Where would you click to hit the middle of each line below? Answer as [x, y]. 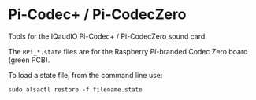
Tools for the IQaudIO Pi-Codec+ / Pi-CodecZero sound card [107, 36]
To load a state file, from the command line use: [85, 75]
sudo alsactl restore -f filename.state [76, 89]
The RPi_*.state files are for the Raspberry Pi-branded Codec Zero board [128, 51]
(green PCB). [29, 60]
